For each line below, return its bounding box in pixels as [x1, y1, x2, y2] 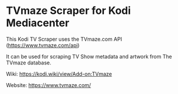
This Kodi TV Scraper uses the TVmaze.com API [6, 35, 123, 42]
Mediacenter [6, 16, 69, 30]
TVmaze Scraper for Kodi [6, 4, 131, 17]
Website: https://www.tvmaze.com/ [6, 81, 92, 88]
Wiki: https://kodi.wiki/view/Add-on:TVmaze [6, 70, 112, 77]
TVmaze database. [6, 59, 51, 66]
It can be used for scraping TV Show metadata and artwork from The [6, 53, 172, 60]
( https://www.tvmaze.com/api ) [6, 42, 80, 49]
